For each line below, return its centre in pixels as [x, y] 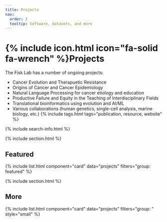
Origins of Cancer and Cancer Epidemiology [58, 88]
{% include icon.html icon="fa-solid [82, 48]
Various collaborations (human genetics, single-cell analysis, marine [83, 109]
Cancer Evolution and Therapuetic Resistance [59, 82]
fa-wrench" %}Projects [55, 59]
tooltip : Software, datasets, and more [51, 24]
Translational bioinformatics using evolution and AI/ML [68, 104]
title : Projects [22, 10]
